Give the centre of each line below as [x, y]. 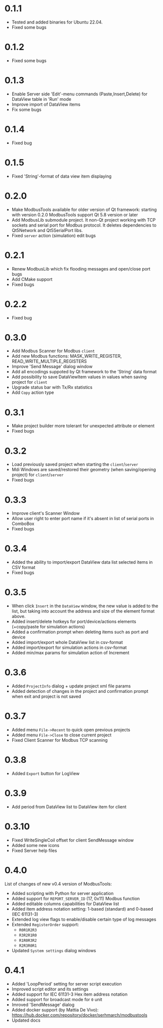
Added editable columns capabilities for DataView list [65, 904]
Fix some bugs [27, 109]
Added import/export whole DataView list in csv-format [67, 642]
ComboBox [23, 524]
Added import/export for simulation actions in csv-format [69, 648]
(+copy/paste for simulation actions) [48, 627]
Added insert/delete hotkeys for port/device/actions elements [74, 621]
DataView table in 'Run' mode [41, 99]
